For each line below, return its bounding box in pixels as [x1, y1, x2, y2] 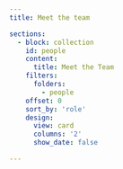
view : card [32, 121, 75, 130]
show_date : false [32, 138, 99, 147]
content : [25, 55, 58, 64]
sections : [9, 29, 47, 39]
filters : [25, 71, 58, 81]
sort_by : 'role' [25, 104, 87, 113]
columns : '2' [32, 129, 83, 139]
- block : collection [17, 38, 94, 47]
